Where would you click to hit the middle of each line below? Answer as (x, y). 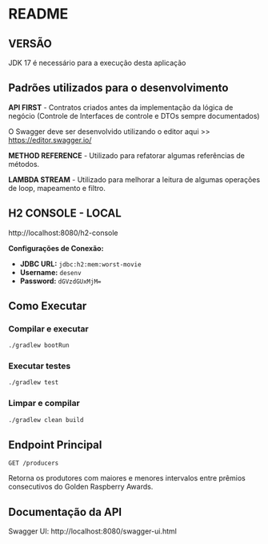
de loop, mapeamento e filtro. (57, 188)
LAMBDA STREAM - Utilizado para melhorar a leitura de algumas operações (134, 179)
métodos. (24, 164)
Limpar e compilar (44, 404)
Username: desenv (50, 272)
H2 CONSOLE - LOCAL (65, 213)
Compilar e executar (49, 328)
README (38, 14)
